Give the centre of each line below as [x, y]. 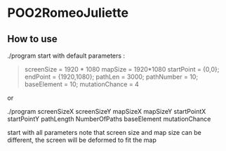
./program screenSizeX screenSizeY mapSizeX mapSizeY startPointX [107, 111]
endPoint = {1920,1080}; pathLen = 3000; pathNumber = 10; [111, 77]
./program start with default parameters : [66, 55]
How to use [32, 39]
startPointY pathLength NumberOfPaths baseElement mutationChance [109, 119]
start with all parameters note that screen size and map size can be [104, 132]
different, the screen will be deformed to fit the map [82, 140]
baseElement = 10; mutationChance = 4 [81, 84]
